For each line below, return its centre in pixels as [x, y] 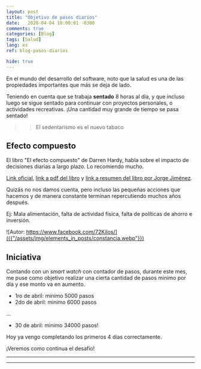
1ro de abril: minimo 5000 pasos [54, 296]
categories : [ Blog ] [31, 34]
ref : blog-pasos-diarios [37, 51]
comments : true [25, 28]
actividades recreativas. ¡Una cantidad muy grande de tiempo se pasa [92, 109]
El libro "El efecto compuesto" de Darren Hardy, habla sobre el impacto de [98, 160]
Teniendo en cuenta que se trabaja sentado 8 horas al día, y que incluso [95, 96]
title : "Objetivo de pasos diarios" [52, 17]
